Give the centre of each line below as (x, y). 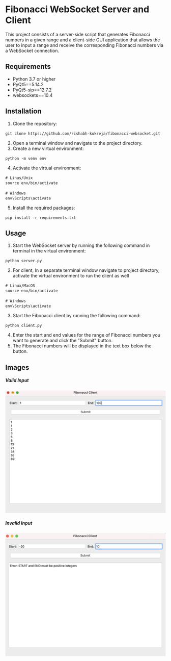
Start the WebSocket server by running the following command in (81, 245)
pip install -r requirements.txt (41, 218)
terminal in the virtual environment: (49, 251)
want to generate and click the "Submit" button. (63, 341)
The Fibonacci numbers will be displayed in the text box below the (82, 346)
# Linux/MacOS (20, 286)
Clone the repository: (35, 123)
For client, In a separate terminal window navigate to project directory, (86, 270)
